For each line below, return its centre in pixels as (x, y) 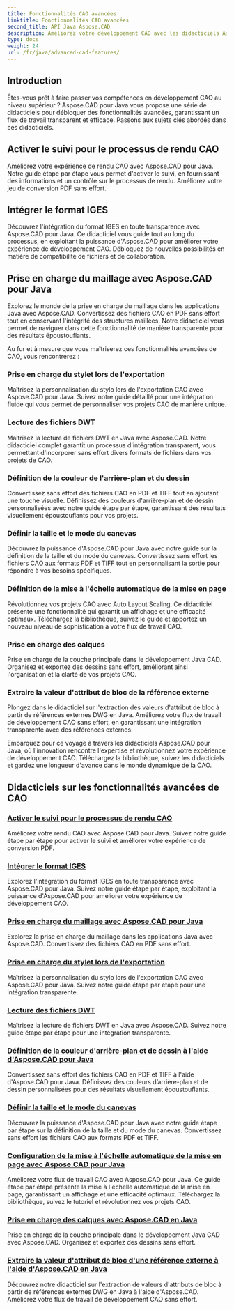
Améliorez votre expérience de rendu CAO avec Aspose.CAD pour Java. (110, 166)
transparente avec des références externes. (70, 730)
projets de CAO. (30, 460)
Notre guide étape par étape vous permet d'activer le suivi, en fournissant (113, 173)
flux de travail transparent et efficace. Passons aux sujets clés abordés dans (117, 120)
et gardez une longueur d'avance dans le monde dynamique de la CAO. (110, 765)
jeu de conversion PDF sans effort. (57, 188)
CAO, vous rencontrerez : (44, 357)
